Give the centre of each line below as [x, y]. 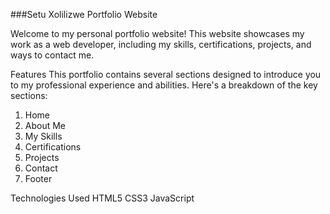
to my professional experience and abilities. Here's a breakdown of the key [164, 85]
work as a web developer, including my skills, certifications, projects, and [161, 44]
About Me [45, 125]
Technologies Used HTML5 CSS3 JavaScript [102, 198]
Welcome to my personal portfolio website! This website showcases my [157, 33]
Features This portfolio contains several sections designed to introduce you [166, 74]
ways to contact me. [52, 55]
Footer [38, 178]
